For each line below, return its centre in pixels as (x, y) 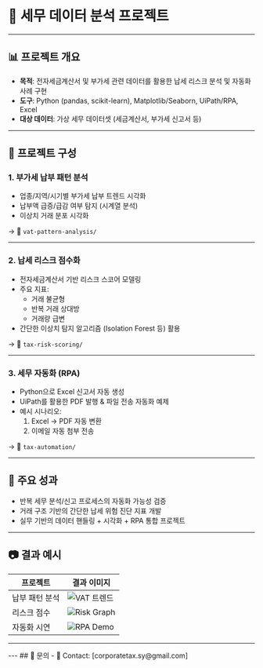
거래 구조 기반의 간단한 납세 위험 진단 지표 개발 (90, 510)
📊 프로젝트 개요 (44, 57)
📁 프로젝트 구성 (42, 153)
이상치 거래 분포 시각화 (54, 216)
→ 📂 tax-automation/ (42, 447)
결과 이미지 (91, 582)
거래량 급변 (48, 318)
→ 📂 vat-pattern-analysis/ (52, 232)
